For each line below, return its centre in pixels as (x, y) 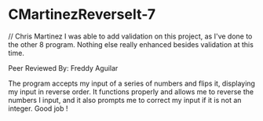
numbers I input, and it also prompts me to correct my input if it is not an (125, 100)
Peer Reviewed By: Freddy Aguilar (63, 68)
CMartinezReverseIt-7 (82, 15)
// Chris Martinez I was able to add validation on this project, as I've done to (130, 36)
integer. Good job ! (38, 108)
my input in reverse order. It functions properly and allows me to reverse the (131, 91)
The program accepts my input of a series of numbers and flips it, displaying (131, 83)
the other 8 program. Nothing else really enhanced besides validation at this (131, 44)
